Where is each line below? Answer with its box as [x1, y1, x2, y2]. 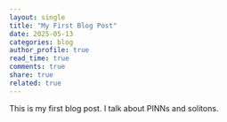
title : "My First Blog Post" [9, 21, 118, 30]
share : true [9, 71, 53, 80]
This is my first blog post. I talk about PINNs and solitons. [9, 103, 219, 113]
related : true [9, 79, 62, 88]
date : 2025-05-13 [9, 29, 74, 38]
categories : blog [9, 37, 74, 47]
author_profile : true [9, 46, 90, 55]
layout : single [9, 12, 66, 22]
